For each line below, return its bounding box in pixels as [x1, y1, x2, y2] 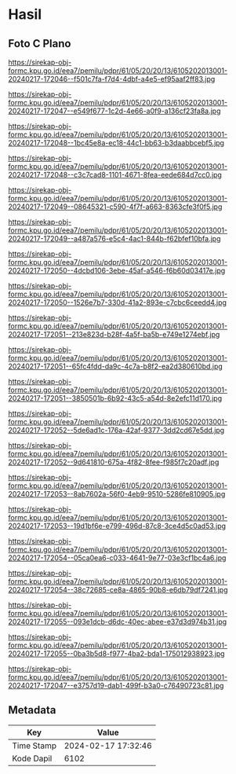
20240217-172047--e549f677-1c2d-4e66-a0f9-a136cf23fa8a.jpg [8, 106, 221, 116]
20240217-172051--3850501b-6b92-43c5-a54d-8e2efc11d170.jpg [8, 394, 222, 402]
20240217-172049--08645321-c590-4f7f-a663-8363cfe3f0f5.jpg [8, 202, 223, 211]
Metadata [8, 703, 56, 717]
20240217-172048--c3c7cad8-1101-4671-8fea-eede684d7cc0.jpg [8, 171, 222, 179]
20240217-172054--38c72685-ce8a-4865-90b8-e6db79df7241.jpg [8, 585, 229, 594]
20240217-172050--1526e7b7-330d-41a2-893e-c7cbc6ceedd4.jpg [8, 298, 227, 307]
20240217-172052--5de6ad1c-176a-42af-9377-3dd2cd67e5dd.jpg [8, 426, 225, 435]
